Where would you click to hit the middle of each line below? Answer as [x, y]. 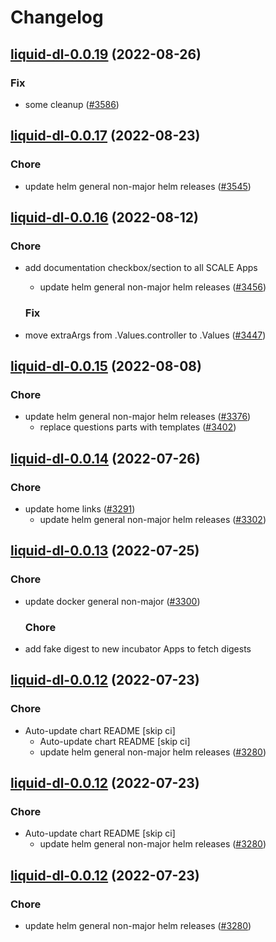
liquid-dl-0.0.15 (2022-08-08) [106, 366]
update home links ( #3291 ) [80, 508]
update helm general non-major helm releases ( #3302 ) [153, 519]
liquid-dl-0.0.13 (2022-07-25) [105, 551]
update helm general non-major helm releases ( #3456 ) [153, 287]
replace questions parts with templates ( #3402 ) [138, 427]
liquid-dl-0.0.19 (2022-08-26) [106, 54]
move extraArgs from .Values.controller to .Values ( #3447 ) [145, 335]
